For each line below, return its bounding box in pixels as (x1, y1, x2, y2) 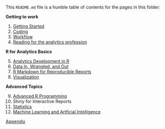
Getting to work (5, 14, 39, 19)
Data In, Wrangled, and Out (12, 64, 69, 69)
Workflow (12, 34, 33, 40)
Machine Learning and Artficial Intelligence (12, 109, 101, 115)
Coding (12, 29, 28, 34)
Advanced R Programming (12, 93, 67, 99)
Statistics (12, 104, 32, 109)
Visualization (12, 74, 39, 80)
